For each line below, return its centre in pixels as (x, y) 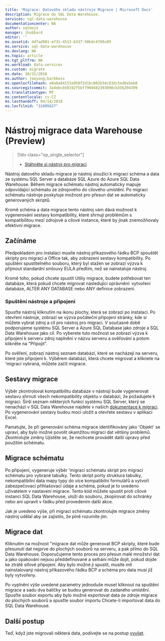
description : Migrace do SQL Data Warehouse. (52, 14)
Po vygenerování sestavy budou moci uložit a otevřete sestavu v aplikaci (79, 412)
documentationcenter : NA (31, 23)
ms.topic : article (24, 56)
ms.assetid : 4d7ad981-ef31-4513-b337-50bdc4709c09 (58, 42)
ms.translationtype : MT (30, 92)
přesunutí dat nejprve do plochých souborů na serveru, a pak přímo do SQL (82, 549)
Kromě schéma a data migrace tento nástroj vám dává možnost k (71, 209)
